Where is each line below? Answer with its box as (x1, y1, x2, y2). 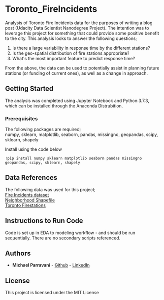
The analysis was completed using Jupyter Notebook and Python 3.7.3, (5, 98, 149, 103)
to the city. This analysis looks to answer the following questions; (5, 35, 137, 41)
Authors (5, 249, 31, 258)
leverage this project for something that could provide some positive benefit (5, 30, 159, 36)
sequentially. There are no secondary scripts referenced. (5, 235, 121, 241)
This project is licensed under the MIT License (5, 290, 99, 296)
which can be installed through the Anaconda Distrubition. (5, 102, 123, 109)
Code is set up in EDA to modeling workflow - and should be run (5, 230, 135, 235)
